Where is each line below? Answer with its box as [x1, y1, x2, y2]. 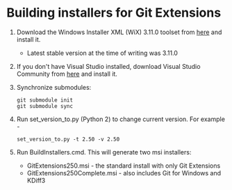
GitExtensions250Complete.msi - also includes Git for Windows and [26, 168, 222, 177]
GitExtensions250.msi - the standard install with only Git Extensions [26, 161, 221, 170]
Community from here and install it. [16, 70, 117, 78]
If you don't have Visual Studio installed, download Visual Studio [16, 62, 201, 70]
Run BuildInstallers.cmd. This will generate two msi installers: [16, 148, 192, 156]
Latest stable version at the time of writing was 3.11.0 [26, 49, 179, 57]
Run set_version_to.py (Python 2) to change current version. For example [16, 115, 225, 123]
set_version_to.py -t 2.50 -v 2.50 [16, 136, 120, 143]
